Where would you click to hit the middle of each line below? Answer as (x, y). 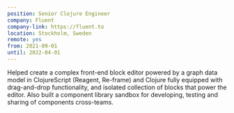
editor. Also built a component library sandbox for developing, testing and (112, 94)
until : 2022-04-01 (34, 53)
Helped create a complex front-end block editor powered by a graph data (112, 72)
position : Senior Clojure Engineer (59, 14)
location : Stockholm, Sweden (49, 33)
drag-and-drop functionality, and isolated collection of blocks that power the (117, 87)
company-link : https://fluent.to (56, 27)
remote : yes (24, 40)
